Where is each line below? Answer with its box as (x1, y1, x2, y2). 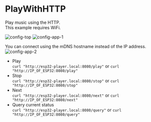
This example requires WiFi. (5, 24, 61, 30)
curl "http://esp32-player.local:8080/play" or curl (12, 63, 119, 69)
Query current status (12, 102, 55, 107)
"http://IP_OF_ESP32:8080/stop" (12, 83, 78, 88)
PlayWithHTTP (5, 3, 66, 15)
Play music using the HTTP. (5, 19, 60, 25)
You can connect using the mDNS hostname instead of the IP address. (5, 43, 146, 49)
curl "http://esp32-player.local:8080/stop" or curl (12, 78, 119, 84)
